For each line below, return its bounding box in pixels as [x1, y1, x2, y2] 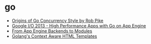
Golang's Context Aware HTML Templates [11, 33, 97, 39]
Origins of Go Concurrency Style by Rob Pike [11, 18, 104, 23]
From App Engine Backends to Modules [11, 28, 92, 34]
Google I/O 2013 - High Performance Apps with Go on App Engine [11, 22, 146, 28]
